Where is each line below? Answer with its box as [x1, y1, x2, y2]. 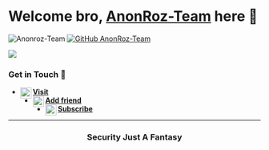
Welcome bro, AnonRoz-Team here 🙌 [8, 7, 259, 26]
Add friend [45, 95, 82, 105]
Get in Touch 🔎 [8, 68, 66, 79]
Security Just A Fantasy [86, 132, 183, 143]
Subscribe [57, 104, 94, 114]
